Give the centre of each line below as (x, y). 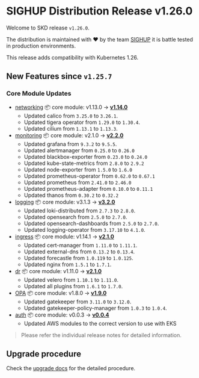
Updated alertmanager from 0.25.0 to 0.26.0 (79, 150)
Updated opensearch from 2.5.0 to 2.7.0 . (75, 217)
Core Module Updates (39, 93)
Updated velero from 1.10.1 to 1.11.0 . (71, 280)
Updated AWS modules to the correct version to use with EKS (100, 323)
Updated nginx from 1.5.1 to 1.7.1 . (68, 264)
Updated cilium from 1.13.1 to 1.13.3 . (71, 128)
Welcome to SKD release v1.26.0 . (48, 28)
